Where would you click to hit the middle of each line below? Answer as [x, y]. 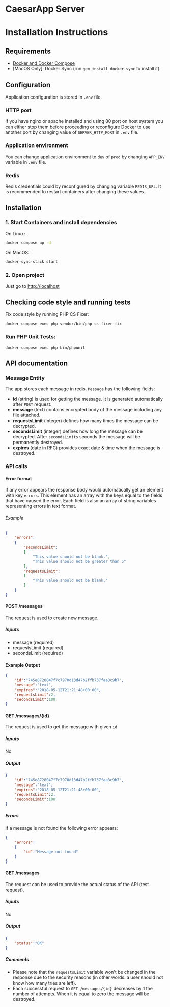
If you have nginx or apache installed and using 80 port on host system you [84, 121]
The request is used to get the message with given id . [62, 727]
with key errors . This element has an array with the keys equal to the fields [84, 495]
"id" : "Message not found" [51, 852]
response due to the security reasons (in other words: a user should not [88, 977]
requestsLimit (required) [38, 647]
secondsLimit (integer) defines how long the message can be [78, 431]
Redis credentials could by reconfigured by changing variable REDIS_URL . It [83, 186]
